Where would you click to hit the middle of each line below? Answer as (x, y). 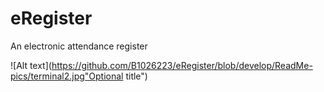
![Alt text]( (31, 65)
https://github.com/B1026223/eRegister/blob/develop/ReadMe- (182, 65)
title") (136, 76)
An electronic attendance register (79, 46)
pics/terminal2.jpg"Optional (67, 76)
